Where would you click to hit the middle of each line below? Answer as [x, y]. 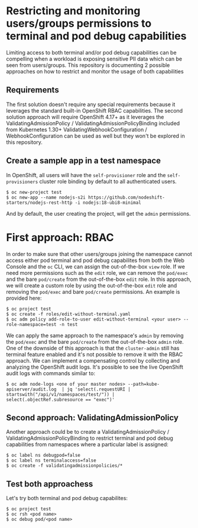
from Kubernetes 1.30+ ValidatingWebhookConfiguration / [77, 129]
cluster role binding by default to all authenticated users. [108, 181]
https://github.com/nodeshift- [126, 197]
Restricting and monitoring [73, 11]
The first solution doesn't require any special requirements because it [91, 104]
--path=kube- [144, 384]
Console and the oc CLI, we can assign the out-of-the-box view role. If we [95, 266]
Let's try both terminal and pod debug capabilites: [67, 498]
